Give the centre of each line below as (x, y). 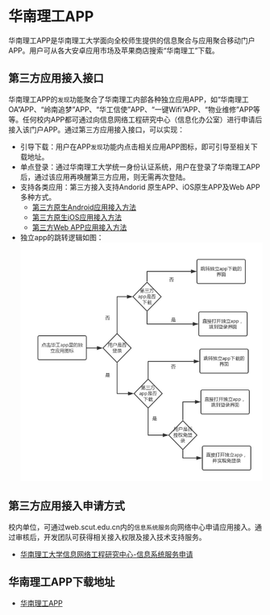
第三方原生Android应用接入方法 (84, 207)
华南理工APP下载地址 (62, 582)
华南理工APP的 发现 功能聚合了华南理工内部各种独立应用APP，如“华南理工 (129, 99)
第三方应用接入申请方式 (66, 506)
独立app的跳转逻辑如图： (62, 237)
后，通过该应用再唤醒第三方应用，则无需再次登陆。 (105, 177)
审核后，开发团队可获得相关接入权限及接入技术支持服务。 (110, 537)
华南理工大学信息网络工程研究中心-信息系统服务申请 (106, 554)
